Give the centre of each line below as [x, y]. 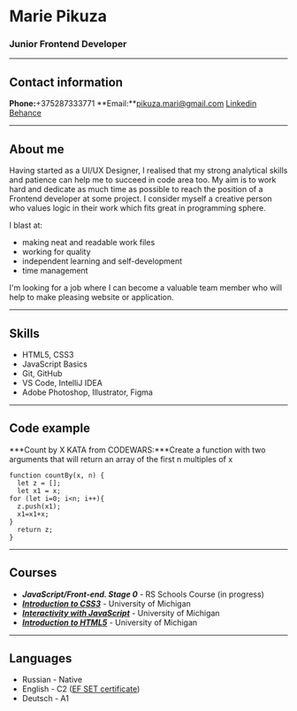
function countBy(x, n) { [57, 475]
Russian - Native [52, 680]
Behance [25, 113]
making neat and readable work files [88, 243]
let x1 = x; [39, 491]
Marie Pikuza [58, 16]
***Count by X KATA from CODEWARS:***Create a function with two [137, 450]
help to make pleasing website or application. [91, 298]
